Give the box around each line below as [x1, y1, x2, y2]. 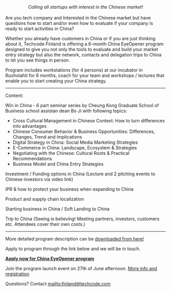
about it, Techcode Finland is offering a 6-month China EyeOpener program [5, 41, 164, 47]
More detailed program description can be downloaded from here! [5, 236, 144, 242]
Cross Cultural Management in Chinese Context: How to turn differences [12, 118, 165, 123]
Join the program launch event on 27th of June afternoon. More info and [5, 266, 157, 271]
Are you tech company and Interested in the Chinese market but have [5, 15, 151, 21]
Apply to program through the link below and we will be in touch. [5, 246, 141, 252]
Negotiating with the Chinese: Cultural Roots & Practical [12, 150, 130, 156]
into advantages [12, 123, 47, 129]
